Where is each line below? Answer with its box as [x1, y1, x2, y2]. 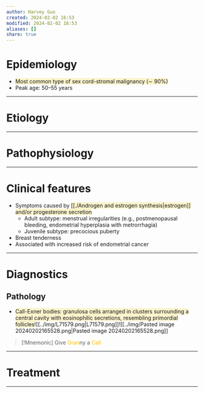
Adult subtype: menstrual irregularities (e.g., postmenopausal [24, 214, 178, 222]
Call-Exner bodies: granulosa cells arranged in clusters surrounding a [15, 307, 189, 315]
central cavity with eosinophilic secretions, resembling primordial [15, 314, 178, 321]
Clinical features [6, 182, 91, 196]
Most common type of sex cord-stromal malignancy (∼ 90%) [15, 78, 168, 85]
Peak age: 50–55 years [15, 84, 73, 92]
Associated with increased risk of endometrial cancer [15, 241, 149, 248]
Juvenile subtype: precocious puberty [24, 227, 120, 234]
